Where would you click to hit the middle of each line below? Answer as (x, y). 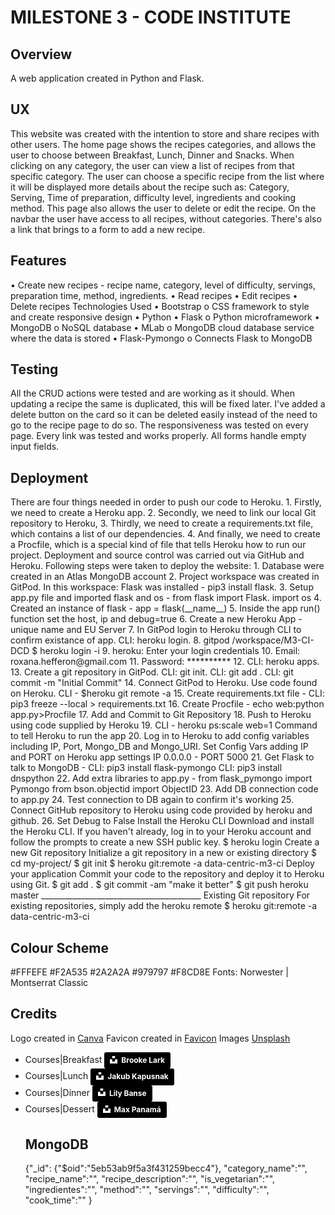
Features (38, 261)
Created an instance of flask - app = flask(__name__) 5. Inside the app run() (165, 608)
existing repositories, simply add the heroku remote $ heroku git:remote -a (164, 906)
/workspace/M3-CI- (273, 640)
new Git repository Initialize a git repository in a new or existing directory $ (163, 853)
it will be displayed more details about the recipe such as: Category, (150, 187)
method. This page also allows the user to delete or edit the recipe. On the (163, 208)
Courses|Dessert (59, 1109)
